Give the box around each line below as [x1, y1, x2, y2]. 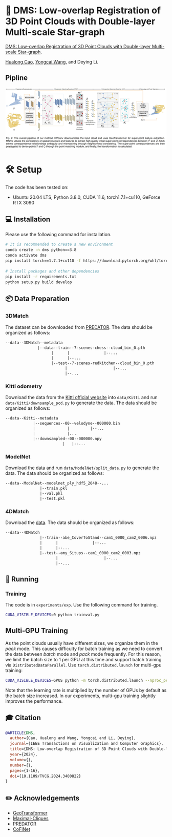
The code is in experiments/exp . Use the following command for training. [5, 602, 158, 608]
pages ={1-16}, [10, 768, 40, 773]
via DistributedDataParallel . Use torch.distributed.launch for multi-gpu [5, 662, 162, 668]
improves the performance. [5, 698, 63, 704]
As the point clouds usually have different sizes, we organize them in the [5, 640, 158, 646]
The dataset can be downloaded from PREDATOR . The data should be [5, 324, 153, 330]
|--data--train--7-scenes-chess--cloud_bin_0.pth [37, 345, 145, 350]
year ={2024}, [10, 752, 38, 757]
